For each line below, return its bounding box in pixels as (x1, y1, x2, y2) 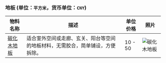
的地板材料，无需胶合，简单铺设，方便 (26, 42, 116, 49)
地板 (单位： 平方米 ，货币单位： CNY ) (5, 4, 87, 11)
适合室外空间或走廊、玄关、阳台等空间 (26, 35, 116, 42)
